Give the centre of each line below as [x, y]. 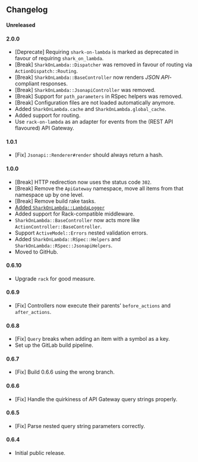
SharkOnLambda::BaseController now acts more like [77, 220]
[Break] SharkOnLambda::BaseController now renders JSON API [92, 78]
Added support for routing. [48, 115]
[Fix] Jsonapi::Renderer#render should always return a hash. [89, 155]
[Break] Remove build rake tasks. [55, 201]
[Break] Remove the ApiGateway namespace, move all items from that [99, 188]
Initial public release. [40, 453]
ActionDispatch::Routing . [46, 71]
